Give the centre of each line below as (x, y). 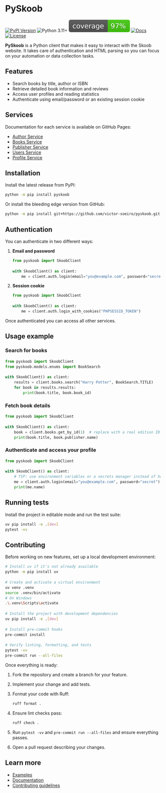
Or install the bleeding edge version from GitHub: (55, 204)
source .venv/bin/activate (33, 593)
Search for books (26, 350)
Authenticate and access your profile (51, 450)
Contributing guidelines (36, 785)
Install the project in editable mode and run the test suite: (63, 515)
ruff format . (27, 704)
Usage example (30, 336)
